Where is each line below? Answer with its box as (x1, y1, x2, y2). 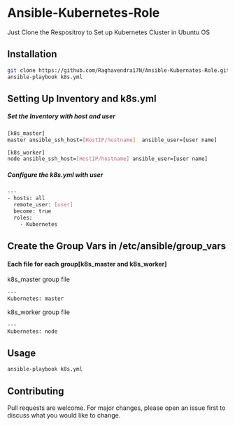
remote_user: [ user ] (13, 201, 73, 208)
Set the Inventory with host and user (7, 112, 115, 120)
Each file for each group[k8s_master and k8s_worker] (7, 260, 167, 268)
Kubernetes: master (7, 295, 64, 302)
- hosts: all (7, 194, 45, 202)
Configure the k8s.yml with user (7, 170, 104, 179)
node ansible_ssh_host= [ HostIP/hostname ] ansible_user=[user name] (7, 155, 208, 162)
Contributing (7, 385, 64, 397)
